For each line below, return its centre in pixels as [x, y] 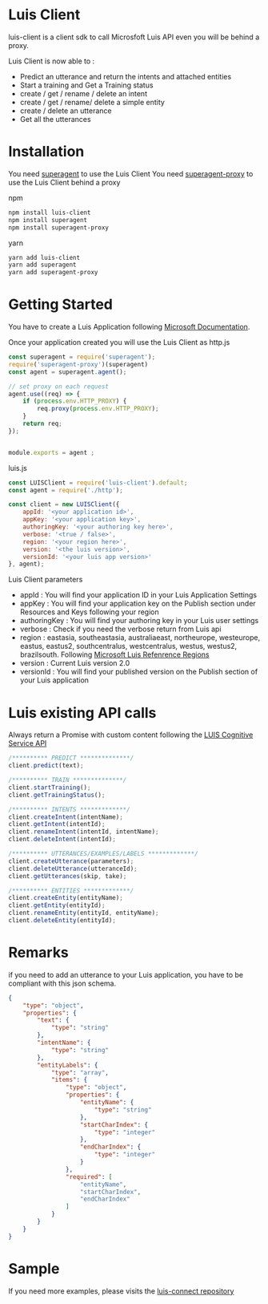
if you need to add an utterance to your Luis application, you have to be [126, 974]
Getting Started [61, 304]
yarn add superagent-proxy [53, 273]
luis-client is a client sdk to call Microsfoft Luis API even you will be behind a [134, 37]
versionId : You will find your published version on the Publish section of [139, 672]
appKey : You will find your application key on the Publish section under [138, 604]
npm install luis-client [50, 213]
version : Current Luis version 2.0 [75, 663]
